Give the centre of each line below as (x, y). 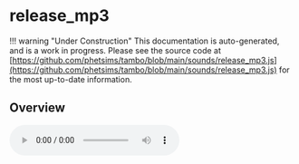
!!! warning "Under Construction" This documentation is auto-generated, (145, 41)
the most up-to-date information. (71, 79)
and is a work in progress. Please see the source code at (116, 50)
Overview (38, 108)
